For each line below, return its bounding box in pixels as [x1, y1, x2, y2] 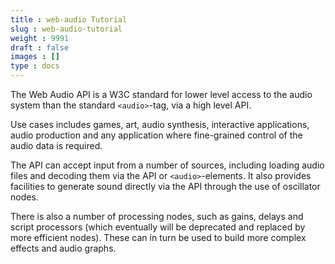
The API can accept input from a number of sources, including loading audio [10, 159, 325, 171]
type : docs [10, 61, 60, 71]
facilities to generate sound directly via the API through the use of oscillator [10, 181, 321, 192]
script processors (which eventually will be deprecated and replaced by [10, 221, 306, 233]
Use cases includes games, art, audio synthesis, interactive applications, [10, 119, 310, 130]
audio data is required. [10, 140, 103, 151]
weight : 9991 [10, 33, 70, 43]
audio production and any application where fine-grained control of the [10, 129, 303, 141]
